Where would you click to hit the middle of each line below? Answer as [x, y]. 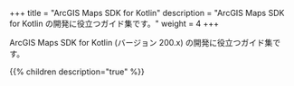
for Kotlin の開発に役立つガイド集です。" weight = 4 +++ [114, 23]
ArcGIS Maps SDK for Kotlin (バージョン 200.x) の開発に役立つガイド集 [141, 43]
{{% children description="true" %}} [77, 72]
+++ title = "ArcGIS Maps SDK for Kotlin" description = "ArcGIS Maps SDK [147, 13]
